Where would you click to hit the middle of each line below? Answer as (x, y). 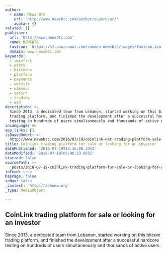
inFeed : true (19, 172)
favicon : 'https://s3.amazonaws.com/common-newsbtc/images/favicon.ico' (86, 47)
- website (20, 84)
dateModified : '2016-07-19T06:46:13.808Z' (50, 153)
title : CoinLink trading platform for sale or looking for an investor (81, 144)
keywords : (15, 56)
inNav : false (19, 181)
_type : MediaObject (25, 190)
